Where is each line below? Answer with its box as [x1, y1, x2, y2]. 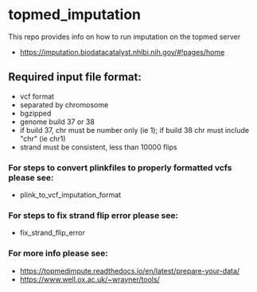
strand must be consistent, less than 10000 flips [19, 142, 177, 152]
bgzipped [19, 108, 52, 118]
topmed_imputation [8, 6, 142, 24]
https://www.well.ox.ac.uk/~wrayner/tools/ [19, 274, 161, 284]
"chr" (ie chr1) [19, 134, 66, 143]
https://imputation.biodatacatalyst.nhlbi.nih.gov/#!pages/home [19, 47, 225, 56]
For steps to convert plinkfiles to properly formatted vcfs [8, 162, 232, 173]
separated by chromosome [19, 99, 109, 109]
